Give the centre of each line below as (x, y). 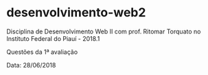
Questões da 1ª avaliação (42, 52)
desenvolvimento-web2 (76, 13)
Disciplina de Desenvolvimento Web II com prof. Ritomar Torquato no (104, 31)
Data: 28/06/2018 (31, 65)
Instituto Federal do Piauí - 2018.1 (53, 38)
